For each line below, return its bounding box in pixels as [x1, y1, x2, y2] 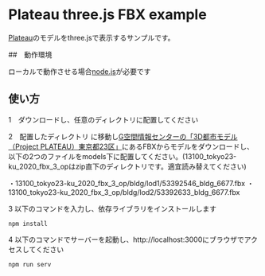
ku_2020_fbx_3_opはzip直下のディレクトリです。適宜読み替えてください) [8, 161, 247, 171]
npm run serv [8, 260, 52, 268]
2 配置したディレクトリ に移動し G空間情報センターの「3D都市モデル [8, 131, 238, 141]
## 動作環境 [8, 49, 53, 59]
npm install [8, 220, 48, 227]
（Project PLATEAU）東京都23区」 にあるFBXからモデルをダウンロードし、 [8, 142, 255, 151]
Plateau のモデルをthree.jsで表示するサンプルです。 [8, 33, 175, 42]
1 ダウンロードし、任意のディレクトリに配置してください [8, 115, 199, 124]
